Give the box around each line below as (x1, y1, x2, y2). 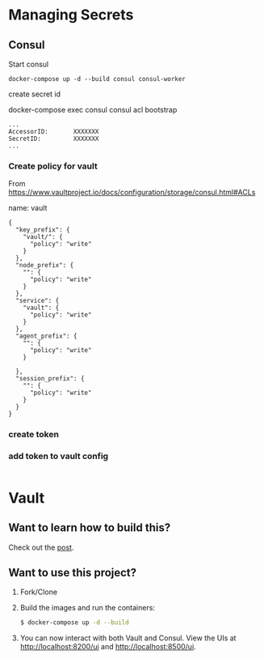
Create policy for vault (8, 160, 98, 172)
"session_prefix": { (15, 375, 85, 383)
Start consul (8, 59, 49, 69)
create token (8, 429, 59, 440)
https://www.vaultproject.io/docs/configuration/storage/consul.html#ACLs (8, 188, 256, 198)
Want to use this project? (8, 565, 137, 580)
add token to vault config (8, 451, 109, 462)
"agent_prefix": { (15, 332, 78, 341)
